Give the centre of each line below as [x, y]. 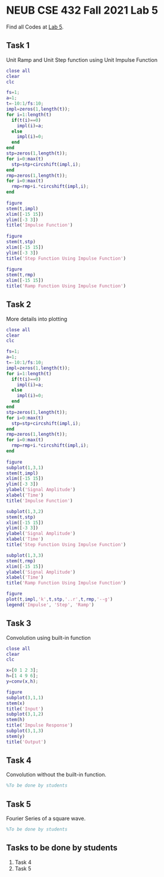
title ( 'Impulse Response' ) [40, 725]
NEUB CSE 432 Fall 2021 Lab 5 [82, 10]
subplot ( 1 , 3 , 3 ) [25, 555]
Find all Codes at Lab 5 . [35, 27]
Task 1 [18, 45]
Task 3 [19, 623]
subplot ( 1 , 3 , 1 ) [25, 467]
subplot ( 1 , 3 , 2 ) [25, 511]
